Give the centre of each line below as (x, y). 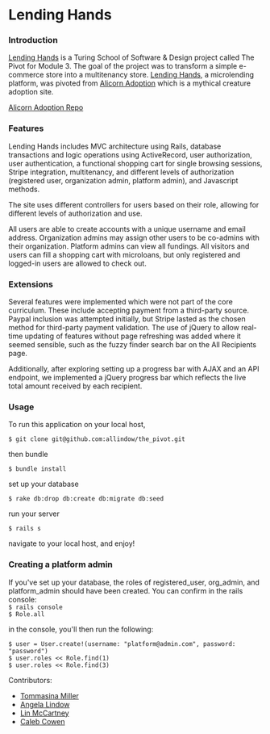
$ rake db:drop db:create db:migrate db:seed (86, 499)
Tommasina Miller (49, 695)
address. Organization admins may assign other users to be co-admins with (134, 237)
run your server (34, 514)
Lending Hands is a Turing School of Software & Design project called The (131, 57)
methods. (24, 189)
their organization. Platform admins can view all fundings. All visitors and (129, 246)
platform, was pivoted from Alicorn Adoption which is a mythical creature (130, 83)
